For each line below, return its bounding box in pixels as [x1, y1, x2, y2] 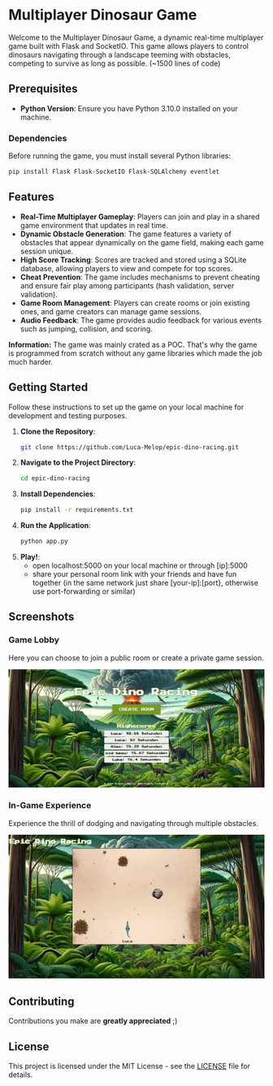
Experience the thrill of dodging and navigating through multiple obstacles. [8, 818, 258, 828]
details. [8, 1070, 33, 1080]
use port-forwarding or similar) [32, 586, 136, 596]
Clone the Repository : [19, 426, 96, 436]
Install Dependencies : [19, 489, 96, 499]
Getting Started [8, 380, 89, 395]
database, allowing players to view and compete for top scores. [19, 263, 233, 273]
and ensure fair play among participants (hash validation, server [19, 280, 235, 290]
